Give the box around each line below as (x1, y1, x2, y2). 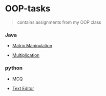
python (5, 64, 23, 71)
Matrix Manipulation (12, 43, 53, 49)
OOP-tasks (5, 3, 51, 14)
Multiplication (12, 52, 40, 58)
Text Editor (12, 85, 34, 91)
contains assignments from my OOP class (17, 19, 102, 25)
